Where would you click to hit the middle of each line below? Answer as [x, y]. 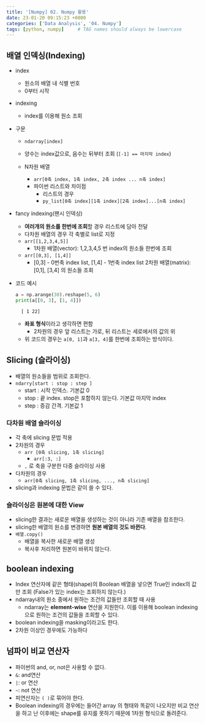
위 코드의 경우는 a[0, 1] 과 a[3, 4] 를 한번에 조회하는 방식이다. [99, 339]
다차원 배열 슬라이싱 [34, 423]
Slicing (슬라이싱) [39, 360]
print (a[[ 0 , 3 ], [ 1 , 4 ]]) [48, 300]
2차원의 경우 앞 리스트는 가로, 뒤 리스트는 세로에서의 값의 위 [104, 331]
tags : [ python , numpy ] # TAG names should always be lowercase [94, 29]
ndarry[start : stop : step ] [54, 384]
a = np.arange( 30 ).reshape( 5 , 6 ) [58, 295]
